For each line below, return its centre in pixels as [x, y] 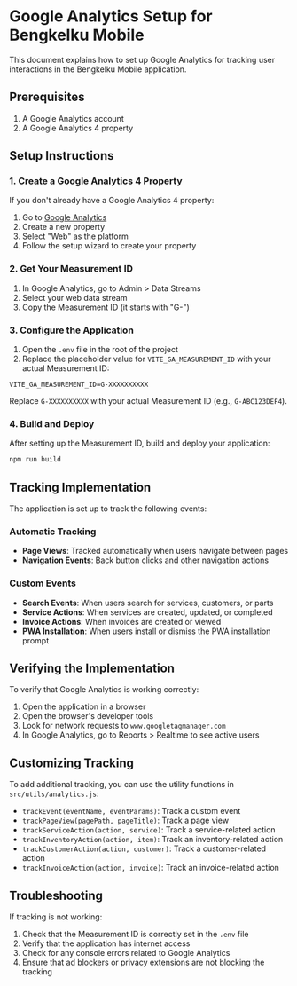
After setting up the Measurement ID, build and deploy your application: [140, 443]
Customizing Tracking [72, 763]
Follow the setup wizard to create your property [109, 246]
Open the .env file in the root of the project [100, 350]
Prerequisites [47, 97]
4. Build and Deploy [52, 423]
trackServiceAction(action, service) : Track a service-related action [149, 830]
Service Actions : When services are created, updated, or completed [147, 612]
